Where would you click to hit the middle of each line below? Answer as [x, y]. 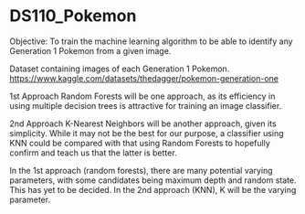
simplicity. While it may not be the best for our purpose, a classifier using [147, 133]
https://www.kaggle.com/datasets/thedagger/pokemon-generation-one [144, 78]
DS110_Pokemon [73, 16]
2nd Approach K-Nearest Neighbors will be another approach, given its [143, 123]
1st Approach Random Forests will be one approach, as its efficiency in [142, 96]
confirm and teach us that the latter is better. [93, 153]
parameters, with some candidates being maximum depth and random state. [153, 180]
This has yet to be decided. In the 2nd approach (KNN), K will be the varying [153, 189]
